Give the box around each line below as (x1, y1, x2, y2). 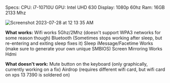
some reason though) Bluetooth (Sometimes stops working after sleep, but (5, 35, 162, 41)
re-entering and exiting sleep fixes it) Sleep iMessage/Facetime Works (5, 40, 153, 46)
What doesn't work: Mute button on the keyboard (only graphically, (5, 61, 148, 67)
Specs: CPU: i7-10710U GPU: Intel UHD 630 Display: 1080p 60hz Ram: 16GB (5, 5, 165, 10)
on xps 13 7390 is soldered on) (5, 72, 70, 78)
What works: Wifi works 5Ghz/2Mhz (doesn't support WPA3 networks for (5, 30, 161, 35)
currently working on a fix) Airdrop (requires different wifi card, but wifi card (5, 66, 165, 72)
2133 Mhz (5, 10, 27, 16)
